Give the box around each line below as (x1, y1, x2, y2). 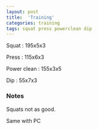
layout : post (6, 8, 39, 15)
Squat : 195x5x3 (6, 42, 46, 49)
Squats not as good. (6, 106, 56, 113)
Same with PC (6, 117, 41, 124)
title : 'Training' (6, 14, 55, 20)
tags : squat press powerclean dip (6, 25, 93, 32)
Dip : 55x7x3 (6, 77, 38, 84)
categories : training (6, 20, 60, 26)
